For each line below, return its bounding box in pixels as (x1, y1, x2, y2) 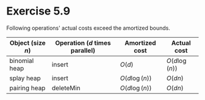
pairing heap (9, 84, 46, 92)
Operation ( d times (54, 38, 111, 47)
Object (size (9, 38, 46, 47)
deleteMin (51, 84, 81, 92)
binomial (9, 56, 34, 65)
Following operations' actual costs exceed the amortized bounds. (6, 24, 171, 32)
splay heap (9, 74, 41, 82)
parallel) (70, 46, 96, 55)
